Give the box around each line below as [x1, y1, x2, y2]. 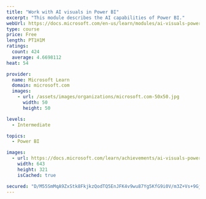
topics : [6, 132, 26, 139]
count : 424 [12, 49, 40, 55]
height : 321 [17, 166, 48, 173]
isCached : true [17, 172, 56, 178]
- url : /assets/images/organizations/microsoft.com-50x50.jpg [17, 94, 180, 100]
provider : [6, 71, 32, 77]
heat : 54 [6, 60, 29, 66]
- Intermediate [12, 121, 51, 128]
